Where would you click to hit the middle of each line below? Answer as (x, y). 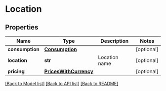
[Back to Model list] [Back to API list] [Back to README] (62, 84)
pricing (16, 71)
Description (115, 41)
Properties (22, 27)
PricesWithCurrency (69, 71)
